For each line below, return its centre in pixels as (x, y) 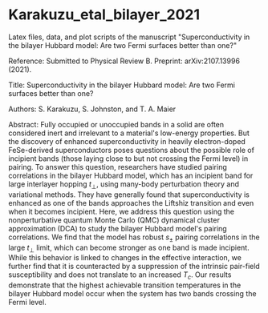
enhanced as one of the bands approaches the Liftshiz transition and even (131, 203)
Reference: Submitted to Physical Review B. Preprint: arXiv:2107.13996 (124, 61)
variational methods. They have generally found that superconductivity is (129, 195)
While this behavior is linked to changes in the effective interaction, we (125, 258)
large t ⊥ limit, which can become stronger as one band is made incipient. (129, 248)
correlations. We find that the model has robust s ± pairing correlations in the (134, 238)
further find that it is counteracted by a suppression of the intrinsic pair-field (134, 267)
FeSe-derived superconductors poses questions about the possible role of (132, 150)
